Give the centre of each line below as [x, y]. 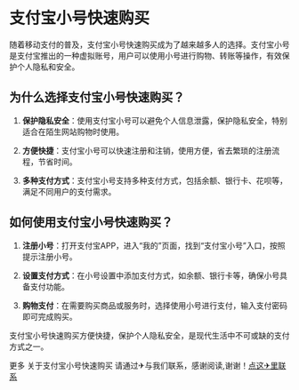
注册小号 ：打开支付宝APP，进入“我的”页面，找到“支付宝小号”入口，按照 [154, 245]
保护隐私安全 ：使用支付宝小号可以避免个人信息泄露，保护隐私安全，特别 [154, 120]
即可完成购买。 [49, 316]
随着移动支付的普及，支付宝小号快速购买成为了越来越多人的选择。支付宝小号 [149, 44]
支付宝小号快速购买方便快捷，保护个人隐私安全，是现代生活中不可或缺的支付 [149, 335]
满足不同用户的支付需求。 [69, 191]
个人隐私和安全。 [48, 67]
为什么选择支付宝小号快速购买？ [97, 97]
